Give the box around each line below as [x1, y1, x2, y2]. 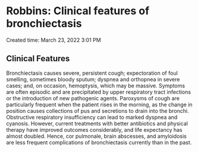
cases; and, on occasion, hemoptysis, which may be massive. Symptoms [6, 82, 186, 89]
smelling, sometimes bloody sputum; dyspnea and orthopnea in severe [6, 75, 180, 83]
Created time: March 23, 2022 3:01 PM [6, 36, 101, 43]
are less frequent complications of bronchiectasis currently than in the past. [6, 138, 192, 146]
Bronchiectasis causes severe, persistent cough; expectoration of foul [6, 69, 178, 77]
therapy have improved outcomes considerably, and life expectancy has [6, 126, 183, 133]
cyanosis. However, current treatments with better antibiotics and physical [6, 120, 188, 127]
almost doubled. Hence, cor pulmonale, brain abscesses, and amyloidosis [6, 132, 187, 140]
